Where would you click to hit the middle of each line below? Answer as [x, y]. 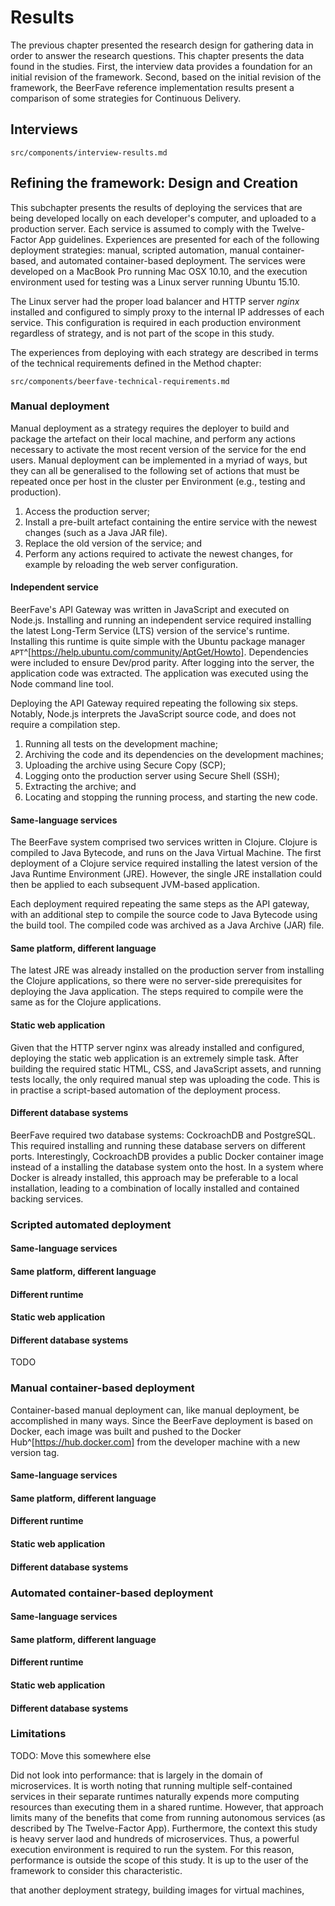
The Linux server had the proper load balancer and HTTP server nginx [155, 301]
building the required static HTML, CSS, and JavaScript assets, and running [166, 1068]
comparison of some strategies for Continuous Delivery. [126, 98]
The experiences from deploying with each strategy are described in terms [164, 352]
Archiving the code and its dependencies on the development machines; [174, 755]
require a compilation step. [65, 725]
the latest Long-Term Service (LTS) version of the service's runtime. [150, 631]
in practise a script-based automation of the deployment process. [145, 1090]
